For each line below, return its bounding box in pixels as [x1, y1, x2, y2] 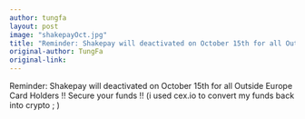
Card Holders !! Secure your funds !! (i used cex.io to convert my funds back [9, 90, 295, 101]
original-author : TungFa [9, 47, 103, 56]
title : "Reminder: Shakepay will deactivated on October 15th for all [9, 38, 282, 48]
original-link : [9, 55, 67, 64]
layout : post [9, 22, 59, 31]
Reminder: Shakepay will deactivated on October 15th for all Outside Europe [9, 81, 293, 91]
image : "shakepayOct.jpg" [9, 30, 107, 39]
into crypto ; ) [9, 100, 61, 110]
